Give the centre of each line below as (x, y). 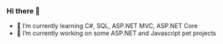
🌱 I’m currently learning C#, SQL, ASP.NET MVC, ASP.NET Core (107, 26)
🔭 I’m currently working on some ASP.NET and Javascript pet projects (116, 33)
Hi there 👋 (24, 11)
